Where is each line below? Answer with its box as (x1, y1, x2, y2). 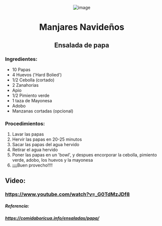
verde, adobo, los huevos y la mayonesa (12, 157, 93, 163)
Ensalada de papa (54, 41, 109, 49)
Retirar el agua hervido (12, 147, 58, 153)
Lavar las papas (12, 132, 44, 137)
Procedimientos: (5, 120, 45, 127)
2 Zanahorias (12, 82, 39, 88)
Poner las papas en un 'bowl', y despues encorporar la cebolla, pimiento (12, 152, 157, 158)
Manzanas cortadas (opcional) (12, 108, 74, 114)
